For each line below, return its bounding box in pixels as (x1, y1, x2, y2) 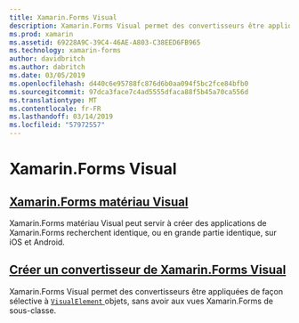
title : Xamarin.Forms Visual (9, 12, 117, 22)
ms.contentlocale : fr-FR (9, 104, 101, 113)
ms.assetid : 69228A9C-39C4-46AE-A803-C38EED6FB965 (9, 37, 201, 47)
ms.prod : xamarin (9, 29, 74, 38)
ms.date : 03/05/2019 (9, 71, 86, 80)
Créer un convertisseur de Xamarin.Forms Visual (9, 262, 287, 278)
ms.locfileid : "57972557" (9, 121, 105, 130)
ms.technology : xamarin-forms (9, 46, 122, 55)
